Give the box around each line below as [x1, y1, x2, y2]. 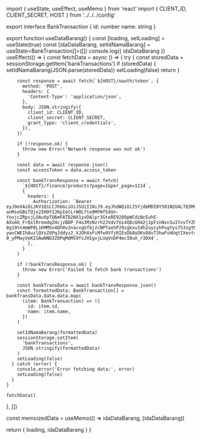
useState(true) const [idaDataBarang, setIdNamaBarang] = [6, 41, 151, 48]
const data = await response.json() [17, 162, 109, 168]
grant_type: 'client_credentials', [28, 120, 117, 126]
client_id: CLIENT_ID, [28, 110, 84, 116]
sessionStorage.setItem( [17, 335, 79, 341]
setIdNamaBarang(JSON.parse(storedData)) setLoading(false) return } [6, 66, 180, 74]
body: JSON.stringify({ [22, 104, 82, 110]
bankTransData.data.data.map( [6, 293, 82, 299]
